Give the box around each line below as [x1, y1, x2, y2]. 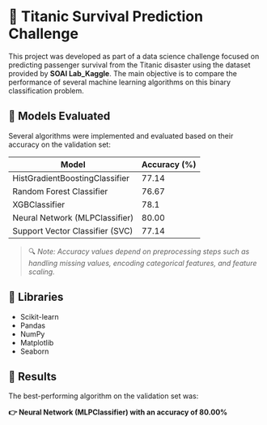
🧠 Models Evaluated [8, 109, 111, 123]
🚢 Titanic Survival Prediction [8, 7, 204, 26]
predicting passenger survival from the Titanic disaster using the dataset [8, 60, 251, 70]
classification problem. [8, 85, 84, 96]
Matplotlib [19, 337, 54, 347]
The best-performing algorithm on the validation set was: [8, 391, 199, 401]
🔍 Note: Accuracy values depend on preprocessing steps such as [28, 247, 250, 256]
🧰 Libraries [8, 290, 64, 304]
